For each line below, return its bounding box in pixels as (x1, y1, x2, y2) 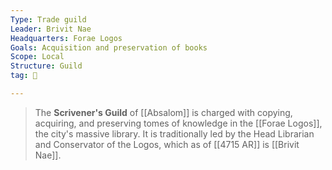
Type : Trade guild (10, 14, 87, 25)
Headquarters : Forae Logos (10, 33, 123, 43)
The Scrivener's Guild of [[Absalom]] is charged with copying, (34, 106, 293, 118)
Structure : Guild (10, 61, 83, 71)
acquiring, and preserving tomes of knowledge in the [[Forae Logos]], (34, 117, 323, 129)
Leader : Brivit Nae (10, 24, 92, 34)
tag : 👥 (10, 71, 38, 81)
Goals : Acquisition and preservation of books (10, 42, 208, 53)
